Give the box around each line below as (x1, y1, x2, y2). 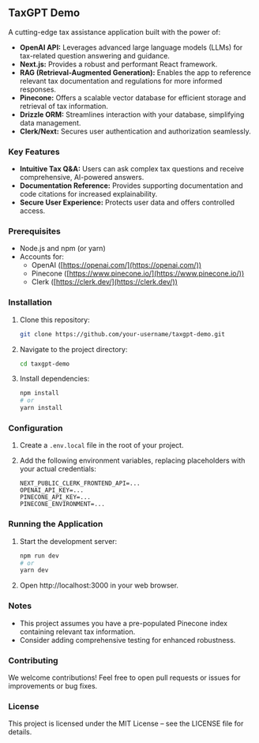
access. (19, 206, 46, 216)
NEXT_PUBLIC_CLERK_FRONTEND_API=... (19, 479, 141, 488)
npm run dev (19, 552, 59, 560)
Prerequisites (8, 226, 61, 237)
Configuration (8, 422, 63, 433)
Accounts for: (19, 252, 65, 261)
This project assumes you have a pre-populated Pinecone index (19, 618, 227, 628)
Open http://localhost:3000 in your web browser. (19, 580, 179, 591)
